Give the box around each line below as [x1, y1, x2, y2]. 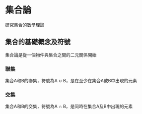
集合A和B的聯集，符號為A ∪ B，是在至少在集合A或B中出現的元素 [5, 78, 138, 84]
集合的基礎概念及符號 [5, 38, 71, 46]
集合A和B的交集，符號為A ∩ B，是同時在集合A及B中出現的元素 [5, 104, 133, 110]
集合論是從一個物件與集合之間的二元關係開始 [5, 52, 97, 57]
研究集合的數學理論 [5, 22, 45, 28]
